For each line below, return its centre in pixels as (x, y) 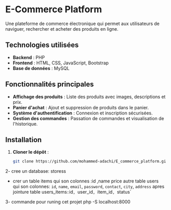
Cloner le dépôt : (31, 152)
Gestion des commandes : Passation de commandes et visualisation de (88, 118)
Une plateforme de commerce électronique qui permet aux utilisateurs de (82, 24)
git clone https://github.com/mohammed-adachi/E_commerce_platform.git (90, 161)
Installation (23, 140)
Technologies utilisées (42, 45)
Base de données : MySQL (41, 68)
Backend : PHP (29, 57)
